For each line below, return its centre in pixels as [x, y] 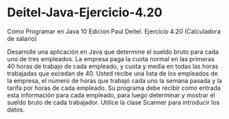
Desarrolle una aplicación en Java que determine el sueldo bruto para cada [113, 52]
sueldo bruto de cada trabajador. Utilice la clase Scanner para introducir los [113, 102]
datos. [16, 109]
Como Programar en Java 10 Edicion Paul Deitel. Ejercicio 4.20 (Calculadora [114, 31]
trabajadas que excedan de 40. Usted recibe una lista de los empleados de [112, 73]
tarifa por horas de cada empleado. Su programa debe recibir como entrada [114, 88]
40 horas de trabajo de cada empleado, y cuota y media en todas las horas [113, 66]
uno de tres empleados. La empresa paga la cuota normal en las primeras [111, 58]
